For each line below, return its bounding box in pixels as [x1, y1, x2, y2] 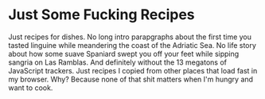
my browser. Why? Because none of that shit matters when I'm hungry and [8, 74, 253, 84]
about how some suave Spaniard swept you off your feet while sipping [8, 49, 240, 58]
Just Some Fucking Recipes [8, 6, 195, 24]
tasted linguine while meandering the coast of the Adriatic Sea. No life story [8, 40, 257, 49]
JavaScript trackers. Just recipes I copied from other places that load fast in [8, 65, 258, 75]
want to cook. [8, 82, 53, 93]
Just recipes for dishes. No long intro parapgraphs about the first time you [8, 32, 252, 42]
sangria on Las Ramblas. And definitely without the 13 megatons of [8, 57, 227, 67]
